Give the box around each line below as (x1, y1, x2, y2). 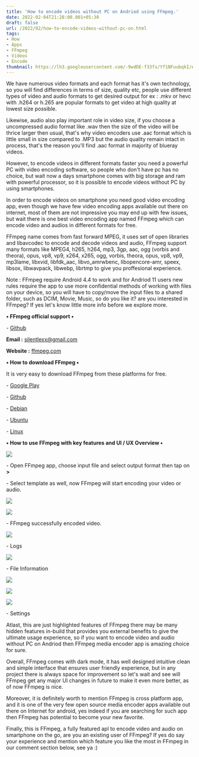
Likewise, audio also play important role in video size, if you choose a (6, 117, 175, 124)
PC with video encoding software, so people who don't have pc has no (6, 166, 179, 173)
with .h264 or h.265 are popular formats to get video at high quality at (6, 99, 176, 106)
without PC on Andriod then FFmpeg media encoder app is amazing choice (6, 640, 190, 647)
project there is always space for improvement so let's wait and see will (6, 671, 181, 678)
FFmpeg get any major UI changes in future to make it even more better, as (6, 677, 189, 684)
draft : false (6, 20, 38, 26)
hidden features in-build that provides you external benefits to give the (6, 628, 179, 635)
